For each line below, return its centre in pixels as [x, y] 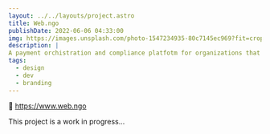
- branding [34, 83]
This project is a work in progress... [67, 121]
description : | [34, 46]
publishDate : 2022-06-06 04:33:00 [66, 30]
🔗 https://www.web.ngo [47, 106]
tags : [17, 61]
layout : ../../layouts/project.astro [72, 16]
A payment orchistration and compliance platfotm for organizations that [135, 53]
